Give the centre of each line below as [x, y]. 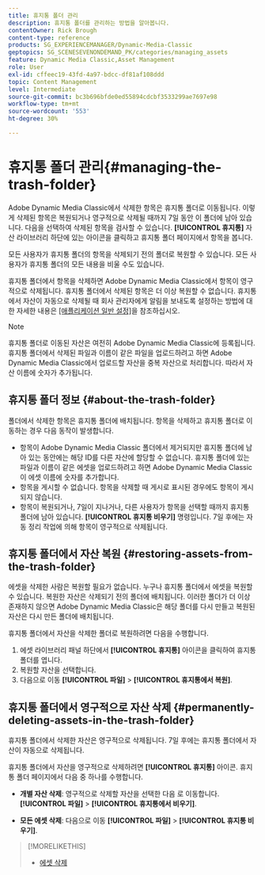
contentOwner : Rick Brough [53, 30]
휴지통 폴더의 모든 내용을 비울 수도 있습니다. [97, 264]
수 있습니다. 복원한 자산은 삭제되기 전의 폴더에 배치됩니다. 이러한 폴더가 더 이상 [129, 597]
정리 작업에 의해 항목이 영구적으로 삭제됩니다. [98, 526]
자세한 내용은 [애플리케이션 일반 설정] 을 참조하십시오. [98, 311]
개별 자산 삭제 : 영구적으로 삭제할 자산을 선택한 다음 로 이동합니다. [119, 794]
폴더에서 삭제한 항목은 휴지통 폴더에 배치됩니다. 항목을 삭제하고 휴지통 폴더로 [127, 420]
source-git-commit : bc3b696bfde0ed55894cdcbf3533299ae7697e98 [113, 97]
